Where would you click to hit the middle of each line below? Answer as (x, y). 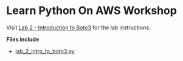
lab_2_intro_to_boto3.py (45, 51)
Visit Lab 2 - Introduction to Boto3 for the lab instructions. (78, 27)
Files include (23, 39)
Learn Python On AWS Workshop (92, 11)
